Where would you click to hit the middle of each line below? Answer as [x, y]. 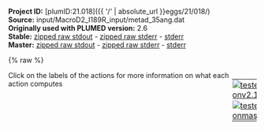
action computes [35, 84]
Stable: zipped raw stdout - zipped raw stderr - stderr [96, 36]
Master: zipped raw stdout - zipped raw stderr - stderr [97, 45]
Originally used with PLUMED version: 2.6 [78, 28]
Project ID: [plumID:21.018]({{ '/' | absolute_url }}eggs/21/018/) [109, 11]
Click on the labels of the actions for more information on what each [119, 75]
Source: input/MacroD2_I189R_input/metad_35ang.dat [97, 20]
